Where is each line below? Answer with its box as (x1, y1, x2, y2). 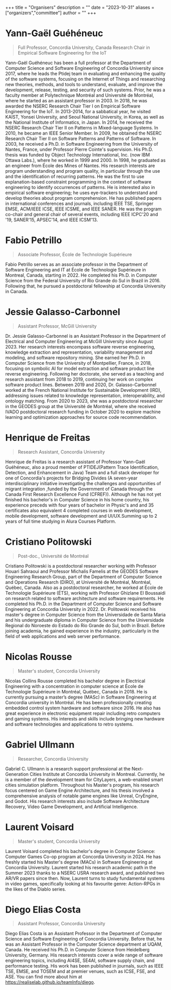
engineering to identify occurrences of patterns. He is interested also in (5, 184, 155, 190)
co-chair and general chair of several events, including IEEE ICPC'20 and (5, 211, 158, 217)
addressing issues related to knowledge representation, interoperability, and (5, 392, 165, 398)
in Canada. (5, 288, 28, 295)
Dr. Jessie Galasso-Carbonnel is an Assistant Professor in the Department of (5, 333, 166, 339)
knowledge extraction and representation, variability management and (5, 349, 153, 355)
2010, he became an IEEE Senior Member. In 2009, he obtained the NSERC (5, 130, 162, 136)
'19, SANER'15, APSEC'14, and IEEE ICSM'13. (5, 217, 98, 223)
